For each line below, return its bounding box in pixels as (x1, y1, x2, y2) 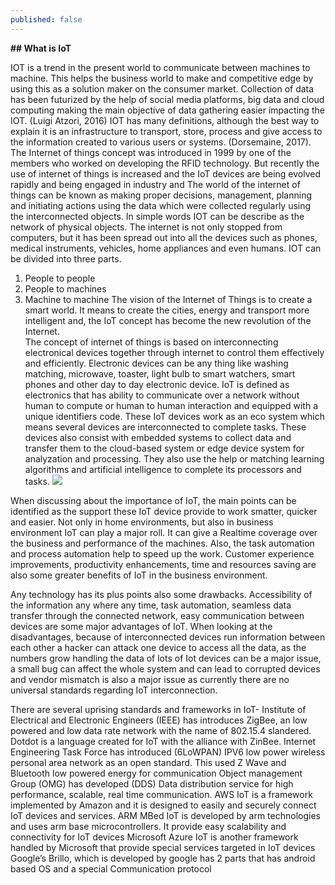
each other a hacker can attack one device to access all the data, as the (10, 641, 307, 653)
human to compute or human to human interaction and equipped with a (24, 399, 319, 411)
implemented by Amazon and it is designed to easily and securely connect (10, 799, 317, 811)
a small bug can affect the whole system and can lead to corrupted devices (10, 662, 321, 675)
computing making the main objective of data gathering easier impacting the (10, 104, 325, 116)
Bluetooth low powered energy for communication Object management (10, 767, 303, 779)
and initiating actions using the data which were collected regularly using (10, 199, 312, 211)
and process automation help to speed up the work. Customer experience (10, 547, 315, 560)
